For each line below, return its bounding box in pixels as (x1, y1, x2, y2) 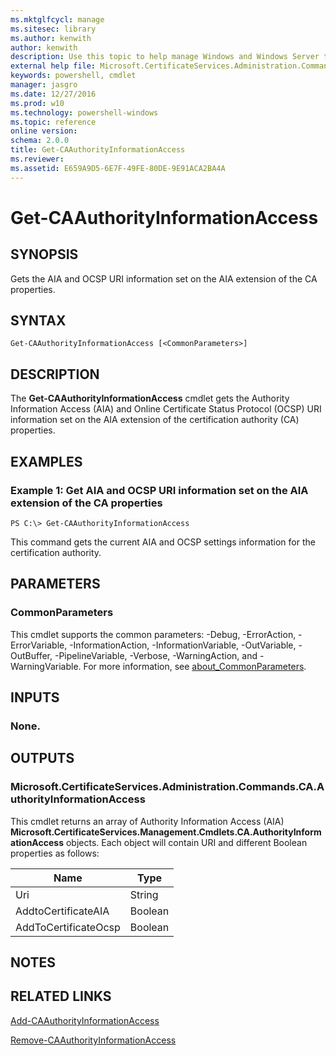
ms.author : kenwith (10, 33, 92, 43)
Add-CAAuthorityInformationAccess (10, 1014, 160, 1026)
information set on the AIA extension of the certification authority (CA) (10, 414, 300, 426)
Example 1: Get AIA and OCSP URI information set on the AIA (10, 483, 309, 497)
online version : (10, 126, 78, 136)
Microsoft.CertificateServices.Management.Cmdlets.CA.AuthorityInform (10, 826, 322, 838)
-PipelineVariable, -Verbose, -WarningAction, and (54, 649, 258, 661)
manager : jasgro (10, 80, 78, 90)
